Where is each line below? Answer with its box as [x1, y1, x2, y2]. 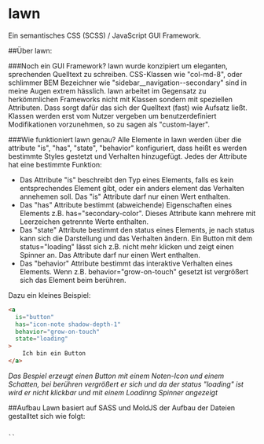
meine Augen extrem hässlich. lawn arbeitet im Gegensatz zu [8, 86, 207, 95]
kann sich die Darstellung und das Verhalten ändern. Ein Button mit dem [19, 233, 253, 243]
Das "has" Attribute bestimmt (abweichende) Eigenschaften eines [19, 200, 233, 209]
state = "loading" [15, 335, 68, 343]
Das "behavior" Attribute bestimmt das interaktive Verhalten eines [19, 259, 233, 268]
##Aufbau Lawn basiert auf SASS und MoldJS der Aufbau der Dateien [8, 402, 236, 413]
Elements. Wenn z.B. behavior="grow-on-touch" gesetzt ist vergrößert [19, 266, 249, 276]
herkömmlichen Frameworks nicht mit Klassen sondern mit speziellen [8, 94, 233, 104]
